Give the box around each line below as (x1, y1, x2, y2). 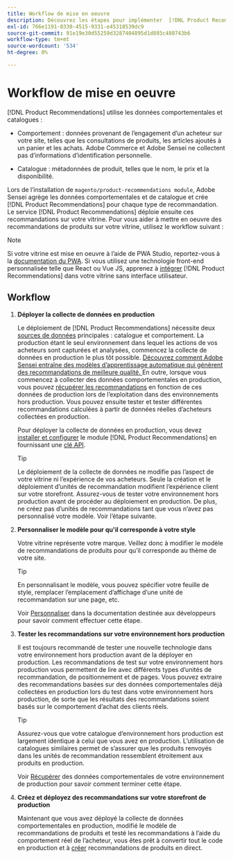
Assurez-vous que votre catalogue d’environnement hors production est (17, 729, 224, 737)
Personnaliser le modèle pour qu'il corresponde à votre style (17, 525, 196, 533)
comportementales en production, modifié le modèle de (17, 821, 177, 830)
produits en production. (17, 759, 85, 767)
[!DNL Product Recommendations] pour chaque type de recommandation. (7, 200, 218, 209)
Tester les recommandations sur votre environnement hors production (17, 629, 225, 638)
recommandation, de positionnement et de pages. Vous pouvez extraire (17, 673, 223, 681)
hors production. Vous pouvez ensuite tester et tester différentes (17, 397, 202, 406)
